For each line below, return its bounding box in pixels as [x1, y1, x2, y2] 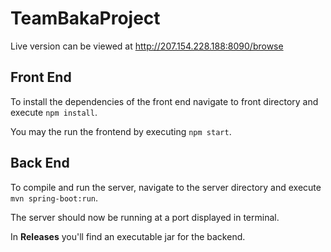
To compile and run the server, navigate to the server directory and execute [10, 181, 322, 193]
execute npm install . [10, 106, 98, 118]
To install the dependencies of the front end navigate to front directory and [10, 95, 319, 107]
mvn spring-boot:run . [10, 192, 99, 204]
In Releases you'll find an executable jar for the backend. [10, 230, 246, 242]
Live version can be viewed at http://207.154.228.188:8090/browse [10, 40, 284, 52]
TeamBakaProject [10, 7, 161, 30]
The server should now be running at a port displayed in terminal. [10, 211, 280, 223]
